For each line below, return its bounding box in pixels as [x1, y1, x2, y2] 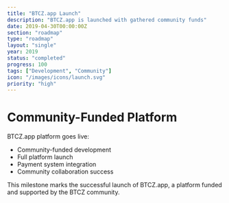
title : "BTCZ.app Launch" [7, 10, 81, 17]
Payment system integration [16, 160, 97, 169]
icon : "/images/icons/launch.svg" [7, 73, 106, 81]
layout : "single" [7, 42, 57, 49]
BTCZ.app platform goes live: [7, 132, 89, 141]
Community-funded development [16, 145, 112, 154]
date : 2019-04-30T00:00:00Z [7, 23, 88, 29]
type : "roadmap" [7, 36, 53, 43]
